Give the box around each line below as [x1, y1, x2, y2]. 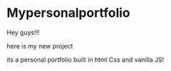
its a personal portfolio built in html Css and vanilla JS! [6, 55, 165, 64]
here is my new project [6, 41, 73, 50]
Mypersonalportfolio [6, 5, 131, 21]
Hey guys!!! [6, 28, 40, 37]
